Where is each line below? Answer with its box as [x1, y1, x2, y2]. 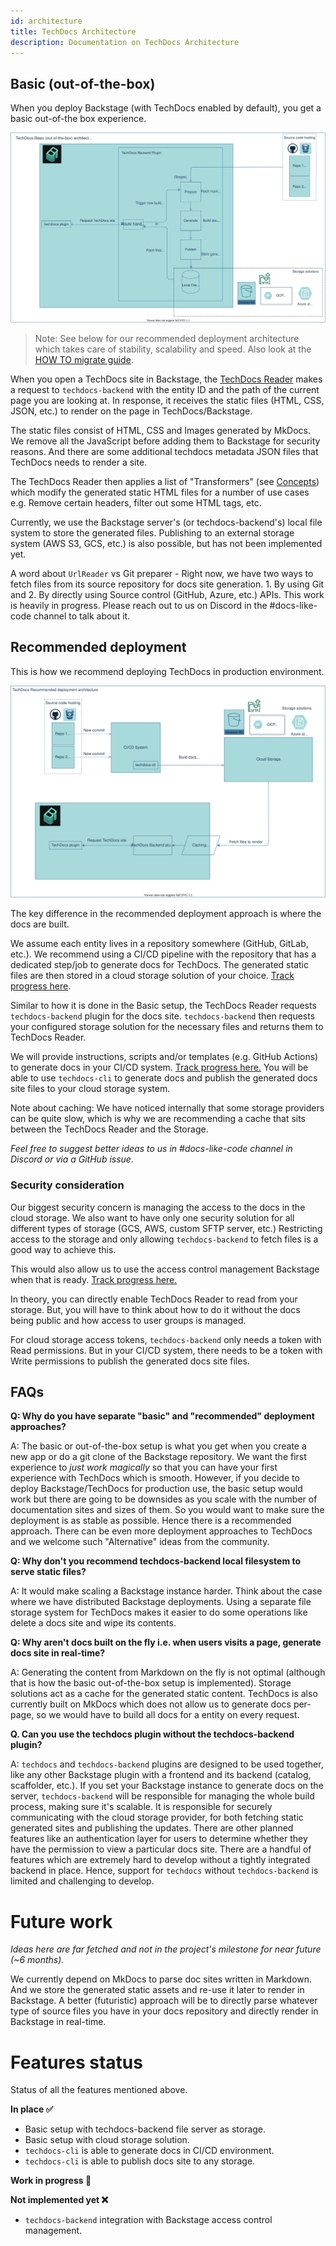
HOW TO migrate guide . [34, 353, 134, 365]
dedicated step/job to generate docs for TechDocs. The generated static [10, 959, 309, 971]
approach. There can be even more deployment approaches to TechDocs [10, 1525, 313, 1537]
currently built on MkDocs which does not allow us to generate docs [10, 1698, 292, 1710]
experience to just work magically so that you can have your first [10, 1461, 278, 1474]
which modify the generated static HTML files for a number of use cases [10, 486, 310, 498]
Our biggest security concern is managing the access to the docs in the [10, 1201, 306, 1213]
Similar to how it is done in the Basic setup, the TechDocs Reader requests [10, 1000, 317, 1012]
